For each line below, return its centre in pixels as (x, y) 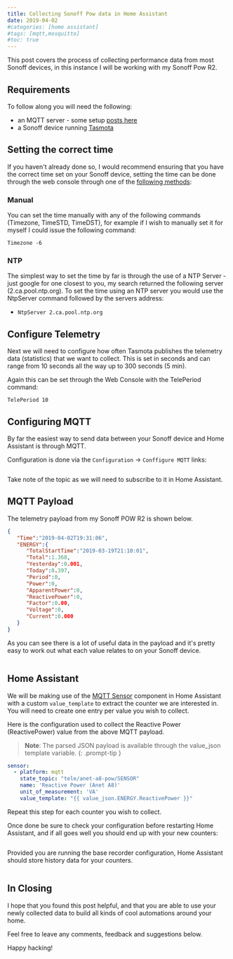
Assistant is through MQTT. (47, 446)
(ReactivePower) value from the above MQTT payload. (86, 732)
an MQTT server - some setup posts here (78, 120)
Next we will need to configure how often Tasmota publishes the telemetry (115, 351)
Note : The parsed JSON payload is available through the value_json (122, 745)
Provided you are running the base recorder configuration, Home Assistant (115, 853)
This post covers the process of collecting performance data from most (111, 60)
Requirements (39, 90)
